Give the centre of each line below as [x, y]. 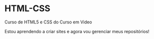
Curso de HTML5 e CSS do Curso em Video [48, 22]
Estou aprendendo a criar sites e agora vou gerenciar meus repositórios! [77, 31]
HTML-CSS [27, 9]
